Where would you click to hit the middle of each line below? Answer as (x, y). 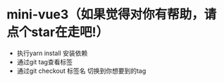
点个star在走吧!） (58, 32)
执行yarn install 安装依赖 (52, 53)
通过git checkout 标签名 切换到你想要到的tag (81, 71)
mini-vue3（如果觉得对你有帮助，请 (112, 14)
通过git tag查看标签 (45, 61)
